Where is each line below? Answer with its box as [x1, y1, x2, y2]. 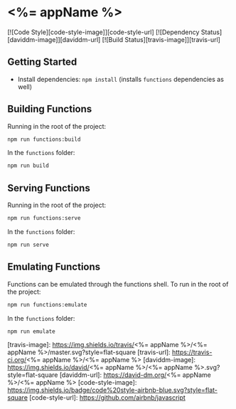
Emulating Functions [7, 261, 101, 273]
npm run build [7, 162, 50, 169]
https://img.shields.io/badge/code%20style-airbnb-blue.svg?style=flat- [7, 386, 218, 395]
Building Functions [7, 103, 92, 115]
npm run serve [7, 241, 50, 248]
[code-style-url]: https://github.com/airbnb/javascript [29, 393, 186, 402]
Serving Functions [7, 182, 90, 194]
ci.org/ [7, 356, 27, 364]
